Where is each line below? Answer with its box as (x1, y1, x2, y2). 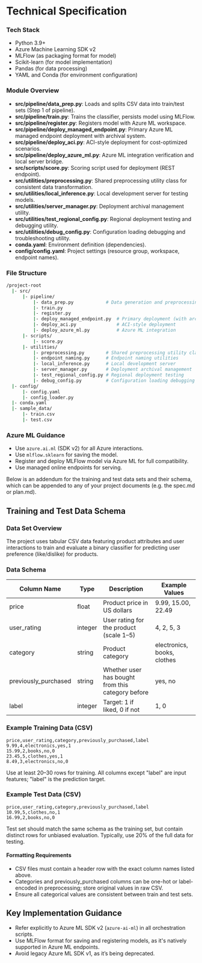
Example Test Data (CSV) (6, 790, 81, 799)
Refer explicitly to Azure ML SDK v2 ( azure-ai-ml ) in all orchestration (14, 924, 186, 931)
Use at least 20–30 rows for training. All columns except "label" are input (6, 769, 186, 776)
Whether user (103, 665, 142, 674)
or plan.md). (6, 488, 37, 496)
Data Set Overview (6, 524, 62, 532)
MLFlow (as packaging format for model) (14, 52, 117, 60)
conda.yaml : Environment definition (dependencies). (14, 241, 146, 248)
